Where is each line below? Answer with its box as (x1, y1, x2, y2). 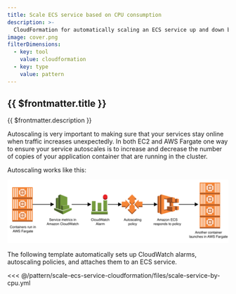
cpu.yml (7, 279, 31, 288)
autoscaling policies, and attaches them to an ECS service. (7, 257, 178, 267)
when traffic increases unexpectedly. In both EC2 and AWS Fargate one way (7, 137, 228, 146)
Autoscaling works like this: (7, 166, 86, 174)
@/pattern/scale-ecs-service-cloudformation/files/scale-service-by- (20, 271, 221, 280)
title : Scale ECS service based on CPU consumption (7, 11, 162, 18)
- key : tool (13, 49, 49, 56)
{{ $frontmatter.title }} (7, 98, 107, 110)
